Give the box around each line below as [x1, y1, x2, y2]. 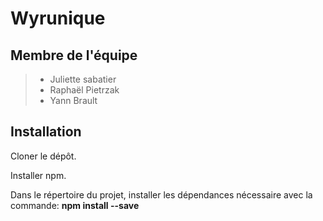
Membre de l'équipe [10, 47, 138, 64]
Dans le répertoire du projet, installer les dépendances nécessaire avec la [10, 188, 313, 201]
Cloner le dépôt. [10, 150, 77, 162]
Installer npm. [10, 169, 67, 181]
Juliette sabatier [49, 73, 117, 85]
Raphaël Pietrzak [49, 84, 120, 96]
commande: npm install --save [10, 199, 140, 211]
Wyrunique [10, 7, 106, 30]
